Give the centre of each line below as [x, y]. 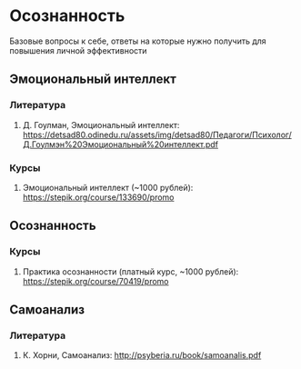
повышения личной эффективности [78, 50]
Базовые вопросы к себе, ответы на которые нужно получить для [138, 41]
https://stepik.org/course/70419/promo [95, 281]
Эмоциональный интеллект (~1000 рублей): [108, 187]
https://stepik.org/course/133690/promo [98, 197]
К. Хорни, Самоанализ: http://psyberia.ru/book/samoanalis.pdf [142, 355]
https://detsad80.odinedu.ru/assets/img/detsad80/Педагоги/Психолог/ [157, 135]
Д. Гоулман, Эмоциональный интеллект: [101, 125]
